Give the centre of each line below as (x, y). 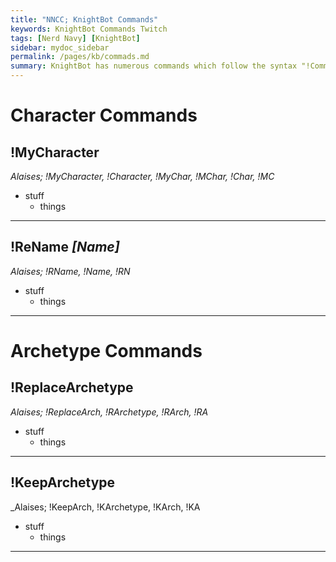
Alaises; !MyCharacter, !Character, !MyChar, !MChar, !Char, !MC (142, 176)
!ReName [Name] (65, 247)
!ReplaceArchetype (72, 387)
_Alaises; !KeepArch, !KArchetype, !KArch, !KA (105, 507)
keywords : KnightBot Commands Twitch (89, 29)
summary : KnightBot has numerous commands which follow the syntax (154, 66)
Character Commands (104, 115)
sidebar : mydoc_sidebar (60, 47)
